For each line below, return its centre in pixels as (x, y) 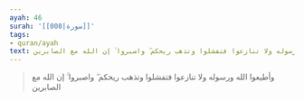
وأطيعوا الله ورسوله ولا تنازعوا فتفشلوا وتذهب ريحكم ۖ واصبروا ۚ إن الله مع (153, 77)
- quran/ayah (34, 43)
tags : (19, 34)
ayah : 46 (26, 18)
